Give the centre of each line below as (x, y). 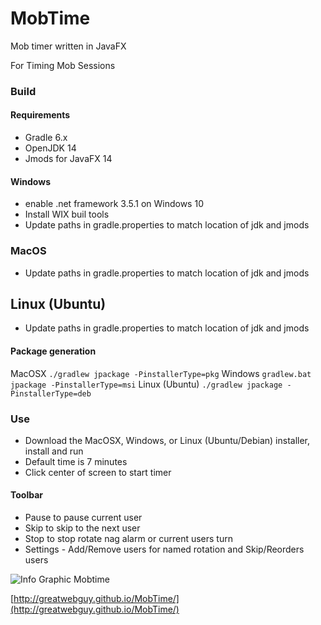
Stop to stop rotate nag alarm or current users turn (128, 539)
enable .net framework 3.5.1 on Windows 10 (114, 204)
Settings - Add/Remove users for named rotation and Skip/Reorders (164, 549)
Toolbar (27, 495)
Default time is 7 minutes (76, 461)
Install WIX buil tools (67, 214)
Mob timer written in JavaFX (68, 46)
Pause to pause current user (83, 518)
